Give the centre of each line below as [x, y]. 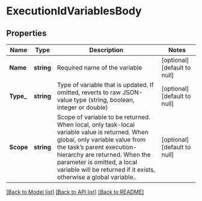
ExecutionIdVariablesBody [74, 11]
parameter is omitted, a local [97, 162]
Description [106, 50]
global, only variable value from [101, 139]
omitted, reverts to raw [89, 92]
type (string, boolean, [104, 100]
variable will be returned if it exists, [106, 169]
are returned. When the [118, 154]
